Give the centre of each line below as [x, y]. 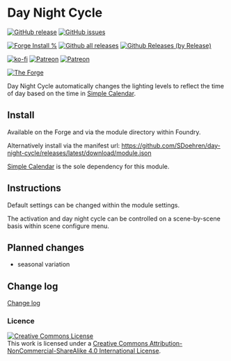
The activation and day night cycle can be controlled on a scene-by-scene [114, 218]
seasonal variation [43, 264]
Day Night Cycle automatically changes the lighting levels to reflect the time [116, 86]
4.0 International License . [125, 351]
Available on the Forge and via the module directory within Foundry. [104, 132]
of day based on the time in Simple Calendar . [72, 93]
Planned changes [46, 247]
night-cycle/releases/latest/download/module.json [79, 153]
